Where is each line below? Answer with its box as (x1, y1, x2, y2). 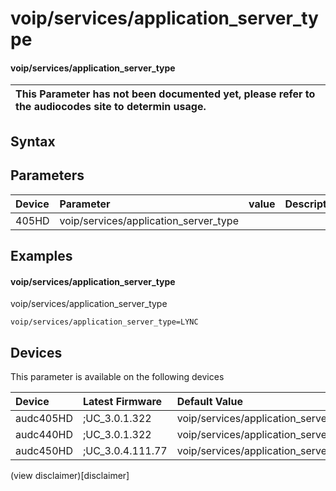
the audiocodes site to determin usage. (15, 100, 207, 114)
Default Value (176, 395, 243, 408)
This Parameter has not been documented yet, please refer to (15, 87, 316, 101)
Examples (10, 247, 73, 264)
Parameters (10, 167, 85, 184)
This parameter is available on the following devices (10, 371, 225, 382)
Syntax (10, 133, 56, 150)
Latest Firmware (82, 395, 163, 408)
